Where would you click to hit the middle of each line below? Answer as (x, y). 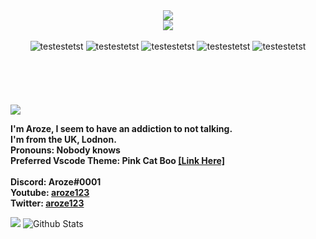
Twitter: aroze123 (47, 203)
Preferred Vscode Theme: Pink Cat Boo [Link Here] (117, 160)
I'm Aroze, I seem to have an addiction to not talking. (121, 128)
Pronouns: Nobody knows (65, 150)
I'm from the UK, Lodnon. (63, 139)
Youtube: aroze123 (50, 192)
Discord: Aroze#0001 (56, 182)
